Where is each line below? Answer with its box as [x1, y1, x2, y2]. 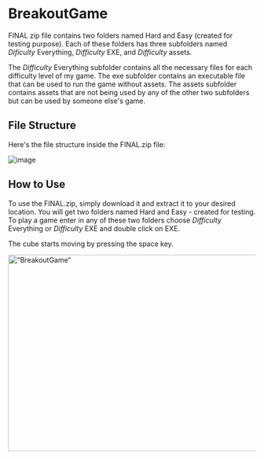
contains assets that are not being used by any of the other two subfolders [8, 87, 250, 97]
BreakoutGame [8, 5, 108, 23]
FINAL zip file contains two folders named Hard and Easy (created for [8, 31, 233, 40]
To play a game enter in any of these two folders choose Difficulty [8, 215, 222, 225]
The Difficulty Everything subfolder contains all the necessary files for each [8, 62, 253, 72]
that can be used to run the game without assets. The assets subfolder [8, 79, 237, 89]
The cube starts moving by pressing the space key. [8, 239, 174, 248]
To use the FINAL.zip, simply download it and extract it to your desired [8, 198, 236, 208]
